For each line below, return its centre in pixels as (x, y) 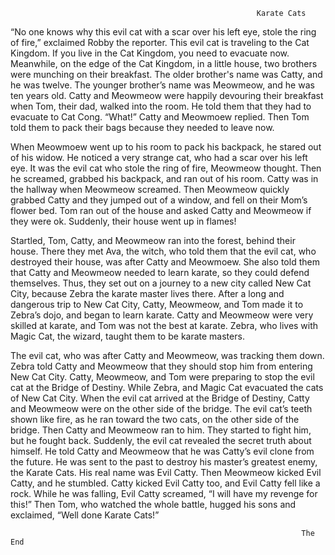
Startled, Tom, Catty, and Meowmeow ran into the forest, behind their (153, 240)
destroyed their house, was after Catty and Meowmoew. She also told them (165, 262)
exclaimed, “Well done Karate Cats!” (85, 515)
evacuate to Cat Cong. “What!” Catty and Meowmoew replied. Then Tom (160, 117)
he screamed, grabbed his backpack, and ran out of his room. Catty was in (164, 178)
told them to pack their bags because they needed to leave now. (142, 127)
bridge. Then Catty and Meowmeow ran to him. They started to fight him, (161, 430)
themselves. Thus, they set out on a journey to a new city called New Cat (161, 283)
